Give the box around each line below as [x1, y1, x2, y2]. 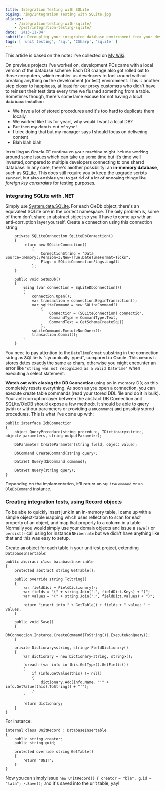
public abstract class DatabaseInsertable [5, 560, 94, 564]
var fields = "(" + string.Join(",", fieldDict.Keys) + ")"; [23, 589, 151, 595]
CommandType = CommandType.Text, [49, 315, 118, 320]
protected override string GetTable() [14, 749, 94, 754]
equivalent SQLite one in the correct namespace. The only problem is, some [5, 209, 159, 215]
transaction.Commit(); [31, 332, 78, 337]
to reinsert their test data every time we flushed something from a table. [5, 88, 151, 94]
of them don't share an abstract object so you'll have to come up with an [5, 214, 152, 220]
